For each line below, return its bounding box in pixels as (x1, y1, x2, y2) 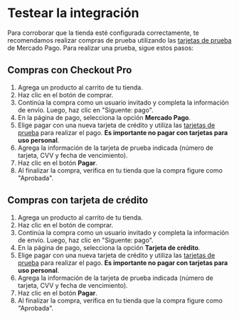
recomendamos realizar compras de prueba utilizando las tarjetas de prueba (7, 36, 232, 44)
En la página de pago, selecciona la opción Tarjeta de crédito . (17, 243, 201, 252)
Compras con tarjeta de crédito (7, 194, 149, 207)
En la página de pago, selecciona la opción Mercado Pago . (17, 113, 191, 121)
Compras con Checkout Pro (7, 64, 132, 76)
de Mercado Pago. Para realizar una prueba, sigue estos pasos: (7, 43, 194, 52)
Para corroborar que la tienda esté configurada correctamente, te (7, 28, 199, 37)
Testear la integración (7, 5, 139, 21)
